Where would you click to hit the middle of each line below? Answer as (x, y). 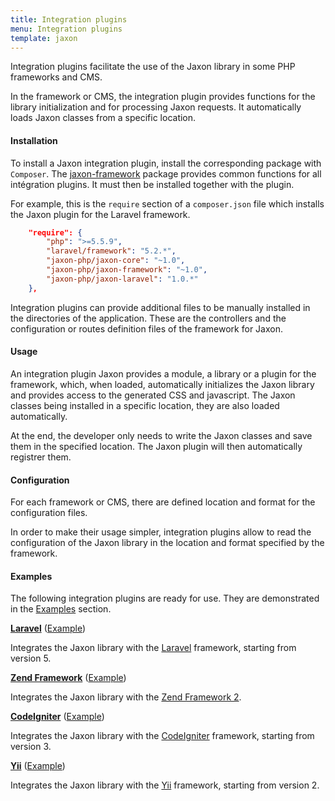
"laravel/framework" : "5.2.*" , (111, 251)
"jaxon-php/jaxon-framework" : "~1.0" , (127, 270)
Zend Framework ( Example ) (68, 678)
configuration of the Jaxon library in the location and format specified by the (167, 543)
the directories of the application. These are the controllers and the (148, 318)
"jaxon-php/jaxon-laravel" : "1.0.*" (122, 279)
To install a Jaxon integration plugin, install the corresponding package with (166, 163)
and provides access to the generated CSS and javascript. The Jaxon (153, 395)
